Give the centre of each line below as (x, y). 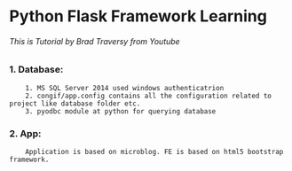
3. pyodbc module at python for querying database (121, 111)
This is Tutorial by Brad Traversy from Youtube (95, 41)
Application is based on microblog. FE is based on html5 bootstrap (154, 152)
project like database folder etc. (75, 104)
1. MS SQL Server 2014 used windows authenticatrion (125, 88)
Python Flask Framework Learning (138, 16)
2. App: (25, 133)
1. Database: (36, 70)
